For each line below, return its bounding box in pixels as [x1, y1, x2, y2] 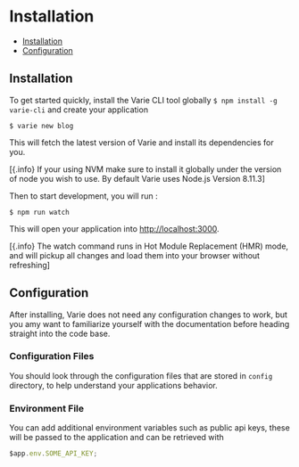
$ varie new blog [9, 121, 74, 130]
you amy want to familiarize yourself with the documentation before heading [9, 318, 290, 329]
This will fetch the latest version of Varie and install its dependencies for [9, 136, 274, 148]
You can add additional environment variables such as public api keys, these [9, 422, 290, 433]
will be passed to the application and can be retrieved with [9, 432, 225, 443]
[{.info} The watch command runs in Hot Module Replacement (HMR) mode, [9, 241, 288, 251]
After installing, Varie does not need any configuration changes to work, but [9, 309, 288, 320]
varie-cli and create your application [9, 104, 149, 115]
